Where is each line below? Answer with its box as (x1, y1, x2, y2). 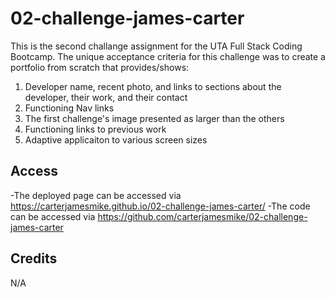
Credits (10, 250, 58, 267)
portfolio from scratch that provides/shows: (10, 61, 190, 73)
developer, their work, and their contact (24, 91, 188, 103)
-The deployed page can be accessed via (10, 189, 182, 201)
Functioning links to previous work (24, 123, 167, 135)
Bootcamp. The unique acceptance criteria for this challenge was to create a (10, 50, 326, 62)
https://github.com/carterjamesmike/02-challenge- (97, 210, 308, 222)
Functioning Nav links (24, 102, 115, 114)
